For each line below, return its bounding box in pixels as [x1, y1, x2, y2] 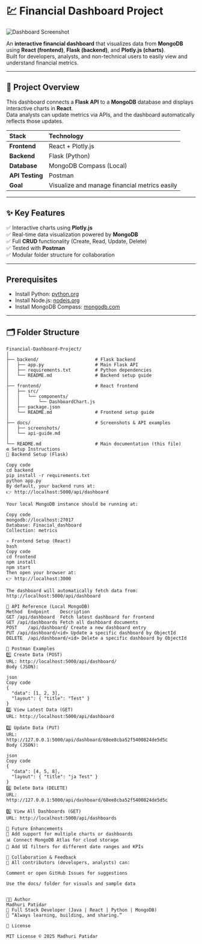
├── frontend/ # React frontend [6, 383, 138, 389]
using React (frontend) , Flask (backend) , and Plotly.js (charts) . [6, 46, 165, 54]
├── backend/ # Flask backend [6, 357, 136, 363]
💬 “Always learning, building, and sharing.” [6, 913, 122, 919]
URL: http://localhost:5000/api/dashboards [6, 815, 117, 822]
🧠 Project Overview [6, 82, 80, 93]
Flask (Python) [49, 151, 90, 160]
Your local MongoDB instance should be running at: [6, 501, 138, 507]
